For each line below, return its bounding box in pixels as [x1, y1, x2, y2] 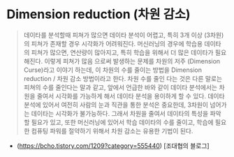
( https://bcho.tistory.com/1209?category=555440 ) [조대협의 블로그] [16, 141, 210, 150]
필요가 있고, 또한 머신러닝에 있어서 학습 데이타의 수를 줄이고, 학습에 [31, 118, 214, 126]
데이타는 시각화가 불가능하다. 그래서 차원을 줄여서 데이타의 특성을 [31, 109, 209, 117]
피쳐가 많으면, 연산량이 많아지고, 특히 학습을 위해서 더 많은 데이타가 [31, 48, 214, 57]
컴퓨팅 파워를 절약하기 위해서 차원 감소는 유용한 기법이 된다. [31, 126, 193, 135]
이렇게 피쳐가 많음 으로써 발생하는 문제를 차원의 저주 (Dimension [44, 57, 221, 65]
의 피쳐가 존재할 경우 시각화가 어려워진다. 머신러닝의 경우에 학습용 [23, 39, 203, 47]
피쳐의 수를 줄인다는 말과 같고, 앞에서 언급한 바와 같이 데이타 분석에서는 [23, 83, 218, 91]
